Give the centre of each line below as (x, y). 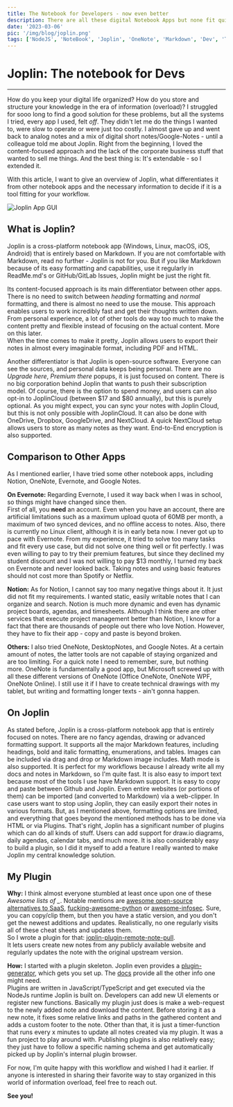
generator (21, 973)
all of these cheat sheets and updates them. (70, 930)
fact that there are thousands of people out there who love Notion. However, (116, 626)
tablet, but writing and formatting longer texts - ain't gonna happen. (104, 691)
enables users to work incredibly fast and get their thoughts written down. (113, 311)
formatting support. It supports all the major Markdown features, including (113, 744)
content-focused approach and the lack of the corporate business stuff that (115, 151)
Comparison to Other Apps (67, 457)
